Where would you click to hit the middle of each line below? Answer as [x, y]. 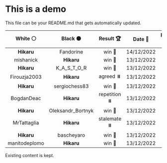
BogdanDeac [26, 99]
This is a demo [36, 9]
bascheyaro [71, 135]
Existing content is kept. [30, 155]
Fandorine [71, 52]
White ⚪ [26, 38]
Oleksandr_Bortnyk [71, 110]
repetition [110, 94]
